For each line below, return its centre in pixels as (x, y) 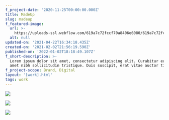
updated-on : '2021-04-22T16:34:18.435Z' (48, 42)
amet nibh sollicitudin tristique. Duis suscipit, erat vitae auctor (84, 65)
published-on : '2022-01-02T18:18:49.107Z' (50, 51)
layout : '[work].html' (29, 75)
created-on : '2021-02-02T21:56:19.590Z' (48, 47)
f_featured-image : (24, 24)
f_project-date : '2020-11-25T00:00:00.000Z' (53, 10)
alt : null (20, 38)
